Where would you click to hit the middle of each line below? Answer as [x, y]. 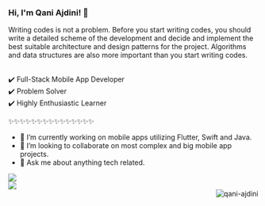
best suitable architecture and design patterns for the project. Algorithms [128, 47]
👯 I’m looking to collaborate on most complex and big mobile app [126, 146]
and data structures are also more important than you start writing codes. [128, 55]
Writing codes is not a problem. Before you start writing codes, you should [130, 30]
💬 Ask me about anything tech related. [82, 162]
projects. [34, 154]
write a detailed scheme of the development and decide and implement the [131, 38]
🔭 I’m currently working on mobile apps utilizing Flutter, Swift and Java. [136, 137]
